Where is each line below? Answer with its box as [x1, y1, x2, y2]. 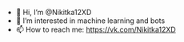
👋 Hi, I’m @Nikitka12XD [15, 8, 92, 17]
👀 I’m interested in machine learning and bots [15, 16, 166, 25]
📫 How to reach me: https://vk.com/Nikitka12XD [15, 25, 176, 34]
